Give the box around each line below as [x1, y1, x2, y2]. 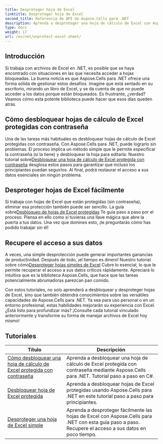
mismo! [5, 318, 20, 324]
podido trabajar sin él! [5, 224, 49, 231]
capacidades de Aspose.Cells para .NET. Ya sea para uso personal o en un [5, 297, 154, 303]
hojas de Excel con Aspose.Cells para [66, 412, 152, 419]
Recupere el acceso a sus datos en [66, 425, 147, 431]
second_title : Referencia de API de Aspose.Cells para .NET [5, 16, 130, 21]
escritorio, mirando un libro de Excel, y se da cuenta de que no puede [5, 85, 145, 91]
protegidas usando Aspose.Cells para [66, 387, 152, 393]
